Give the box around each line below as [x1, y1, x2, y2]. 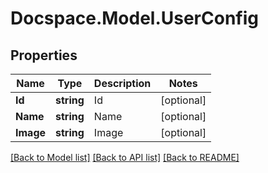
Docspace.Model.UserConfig [10, 7, 259, 30]
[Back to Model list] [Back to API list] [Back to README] [10, 152, 240, 163]
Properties [10, 47, 78, 64]
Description [93, 77, 152, 90]
